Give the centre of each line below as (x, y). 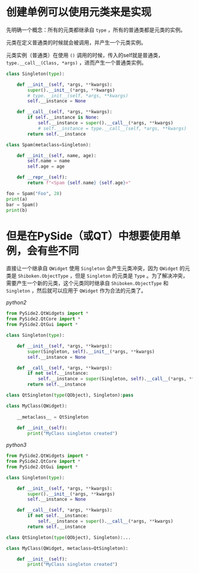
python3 (16, 445)
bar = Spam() (22, 205)
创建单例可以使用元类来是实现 (79, 12)
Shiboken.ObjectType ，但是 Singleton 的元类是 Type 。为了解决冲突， (103, 276)
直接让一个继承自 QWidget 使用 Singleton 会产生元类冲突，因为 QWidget (92, 268)
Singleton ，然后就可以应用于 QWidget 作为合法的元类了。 (76, 291)
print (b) (17, 210)
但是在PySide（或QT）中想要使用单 (93, 236)
